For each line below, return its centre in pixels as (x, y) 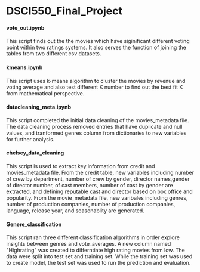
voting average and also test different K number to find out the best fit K (95, 87)
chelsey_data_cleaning (35, 153)
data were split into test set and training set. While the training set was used (99, 256)
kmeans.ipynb (24, 67)
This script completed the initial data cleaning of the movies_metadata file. (98, 120)
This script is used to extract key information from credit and (81, 166)
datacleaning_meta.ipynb (39, 107)
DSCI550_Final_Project (64, 11)
